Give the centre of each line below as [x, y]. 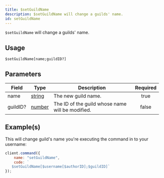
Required [146, 88]
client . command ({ [23, 153]
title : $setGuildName [27, 10]
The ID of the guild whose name [90, 104]
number [40, 107]
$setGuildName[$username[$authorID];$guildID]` [61, 167]
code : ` [21, 162]
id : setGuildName [23, 19]
